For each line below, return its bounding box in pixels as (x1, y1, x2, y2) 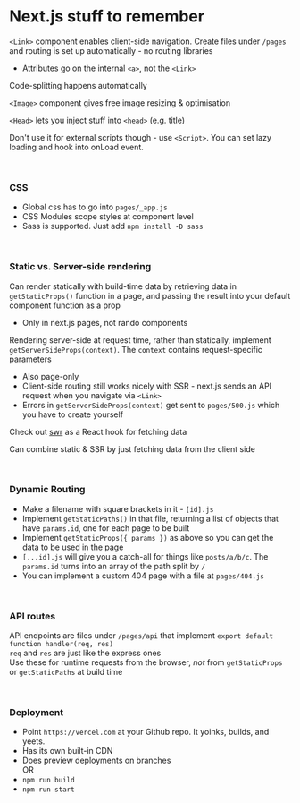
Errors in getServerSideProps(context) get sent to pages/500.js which (21, 399, 280, 410)
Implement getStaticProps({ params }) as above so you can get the (21, 532, 274, 542)
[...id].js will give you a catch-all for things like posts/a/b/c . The (21, 551, 269, 561)
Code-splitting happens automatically (9, 80, 147, 90)
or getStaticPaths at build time (9, 667, 123, 678)
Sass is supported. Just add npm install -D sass (21, 221, 204, 232)
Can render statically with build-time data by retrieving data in (9, 280, 237, 292)
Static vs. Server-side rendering (9, 261, 152, 273)
